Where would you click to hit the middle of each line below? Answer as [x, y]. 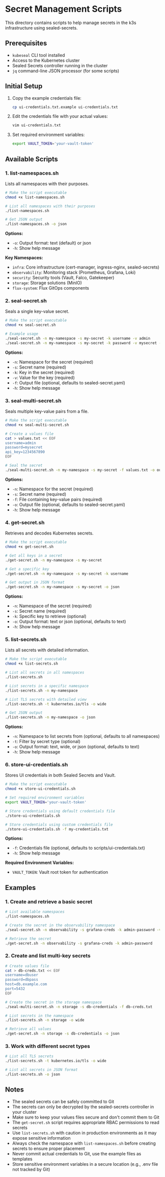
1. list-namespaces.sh [32, 173]
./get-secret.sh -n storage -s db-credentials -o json [62, 1034]
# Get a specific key [27, 569]
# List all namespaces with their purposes [50, 206]
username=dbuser [22, 975]
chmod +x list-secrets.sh [31, 664]
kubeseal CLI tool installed [39, 55]
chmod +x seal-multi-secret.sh [37, 425]
